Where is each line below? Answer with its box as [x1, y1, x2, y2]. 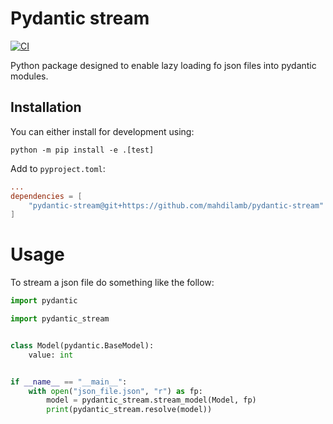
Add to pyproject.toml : [10, 162, 106, 174]
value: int [28, 350, 74, 360]
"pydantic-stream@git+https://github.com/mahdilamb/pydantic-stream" [28, 200, 325, 211]
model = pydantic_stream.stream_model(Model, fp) [46, 395, 257, 406]
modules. [10, 70, 49, 82]
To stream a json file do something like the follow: [10, 277, 215, 289]
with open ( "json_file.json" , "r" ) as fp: [28, 386, 203, 396]
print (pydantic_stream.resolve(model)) [46, 405, 213, 415]
